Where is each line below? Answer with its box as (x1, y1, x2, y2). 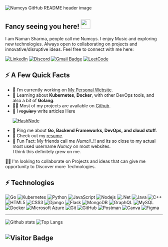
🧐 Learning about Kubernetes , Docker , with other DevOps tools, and (12, 92, 154, 98)
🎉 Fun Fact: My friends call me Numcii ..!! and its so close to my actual (12, 138, 156, 144)
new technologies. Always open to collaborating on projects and (5, 41, 137, 47)
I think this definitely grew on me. (12, 148, 81, 154)
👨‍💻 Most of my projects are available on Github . (12, 102, 111, 109)
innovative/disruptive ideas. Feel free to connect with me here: (5, 46, 134, 52)
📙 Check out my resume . (12, 132, 63, 139)
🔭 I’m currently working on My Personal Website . (12, 87, 113, 93)
